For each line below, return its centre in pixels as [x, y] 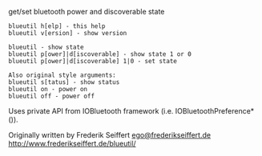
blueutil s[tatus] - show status [64, 82]
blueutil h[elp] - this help [57, 26]
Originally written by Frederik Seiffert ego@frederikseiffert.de [109, 135]
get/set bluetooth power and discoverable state [87, 12]
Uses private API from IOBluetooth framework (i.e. [91, 111]
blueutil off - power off [51, 96]
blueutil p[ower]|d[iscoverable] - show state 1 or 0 [100, 54]
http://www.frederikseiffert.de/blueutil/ [72, 144]
